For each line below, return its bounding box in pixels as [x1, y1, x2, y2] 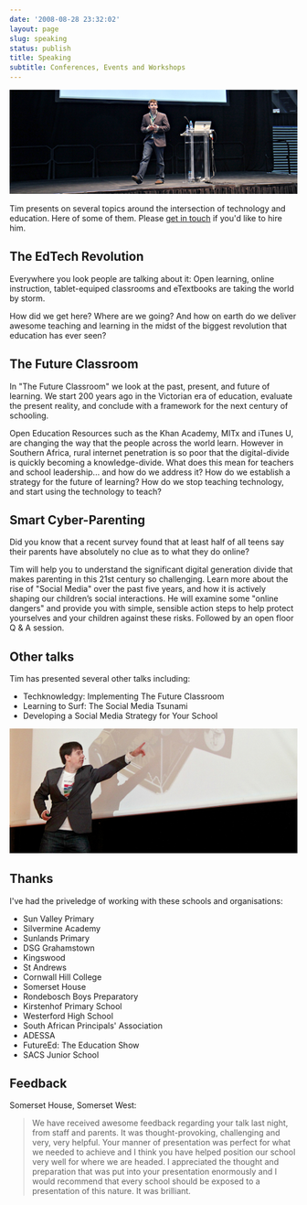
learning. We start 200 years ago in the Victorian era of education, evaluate [9, 390, 293, 402]
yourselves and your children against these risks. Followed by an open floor [9, 613, 294, 624]
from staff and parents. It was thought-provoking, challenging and [31, 1127, 281, 1138]
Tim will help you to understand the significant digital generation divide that [9, 564, 293, 576]
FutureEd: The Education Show [22, 1039, 140, 1050]
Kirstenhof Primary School [22, 1000, 122, 1011]
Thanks [9, 871, 54, 887]
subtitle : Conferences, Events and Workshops [9, 63, 185, 72]
